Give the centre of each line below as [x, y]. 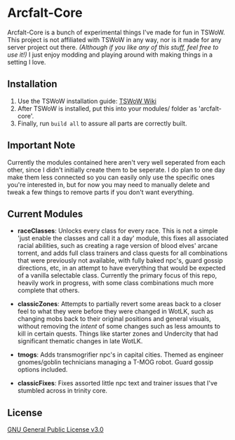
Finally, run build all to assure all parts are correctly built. [102, 123]
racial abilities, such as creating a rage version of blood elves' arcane [117, 246]
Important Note [41, 145]
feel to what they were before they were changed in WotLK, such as [115, 311]
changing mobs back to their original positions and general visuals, [114, 319]
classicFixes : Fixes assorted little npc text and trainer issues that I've [117, 383]
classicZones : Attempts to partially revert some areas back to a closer [119, 304]
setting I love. [27, 62]
